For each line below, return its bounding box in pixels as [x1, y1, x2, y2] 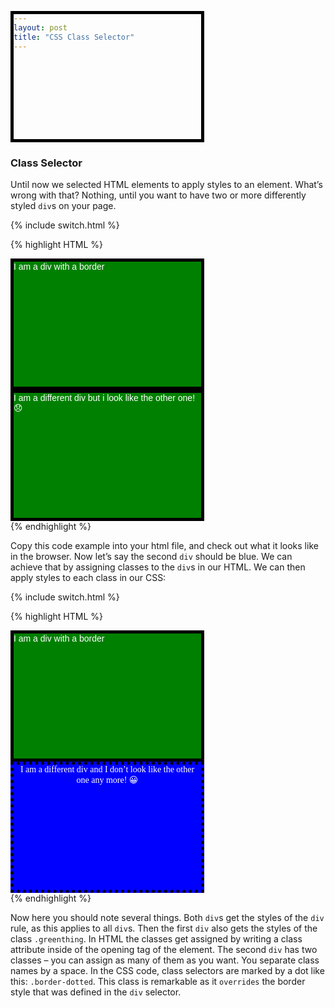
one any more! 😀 [76, 775, 139, 786]
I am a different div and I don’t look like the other [19, 764, 195, 775]
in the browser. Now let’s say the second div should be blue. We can [10, 551, 293, 563]
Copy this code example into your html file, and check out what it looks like [10, 540, 319, 552]
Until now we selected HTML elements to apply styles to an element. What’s [10, 179, 323, 191]
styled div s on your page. [10, 200, 117, 212]
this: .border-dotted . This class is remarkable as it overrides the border [10, 976, 306, 988]
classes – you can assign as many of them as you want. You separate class [10, 954, 320, 966]
